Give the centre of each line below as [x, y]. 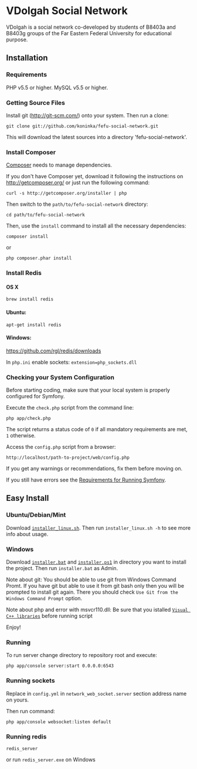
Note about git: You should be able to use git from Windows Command [91, 580]
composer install [27, 237]
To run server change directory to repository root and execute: [81, 655]
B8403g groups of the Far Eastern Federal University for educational [89, 33]
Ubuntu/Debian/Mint [36, 515]
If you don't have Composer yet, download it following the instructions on [95, 177]
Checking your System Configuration [60, 377]
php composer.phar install [39, 258]
